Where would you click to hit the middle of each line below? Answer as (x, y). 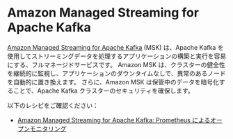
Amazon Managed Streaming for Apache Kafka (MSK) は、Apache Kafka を (115, 47)
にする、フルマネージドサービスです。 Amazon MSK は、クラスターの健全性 (116, 64)
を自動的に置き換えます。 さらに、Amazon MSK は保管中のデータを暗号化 (113, 82)
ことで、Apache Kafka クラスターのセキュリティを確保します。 (104, 91)
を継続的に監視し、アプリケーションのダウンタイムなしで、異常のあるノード (116, 73)
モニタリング (48, 129)
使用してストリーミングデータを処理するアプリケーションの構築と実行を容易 (117, 56)
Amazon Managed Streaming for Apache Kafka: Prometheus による (114, 120)
